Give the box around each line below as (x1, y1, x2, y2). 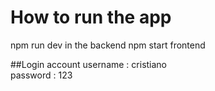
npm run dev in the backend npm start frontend (10, 39, 206, 51)
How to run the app (10, 6, 172, 29)
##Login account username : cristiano (10, 58, 168, 70)
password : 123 (10, 69, 73, 81)
